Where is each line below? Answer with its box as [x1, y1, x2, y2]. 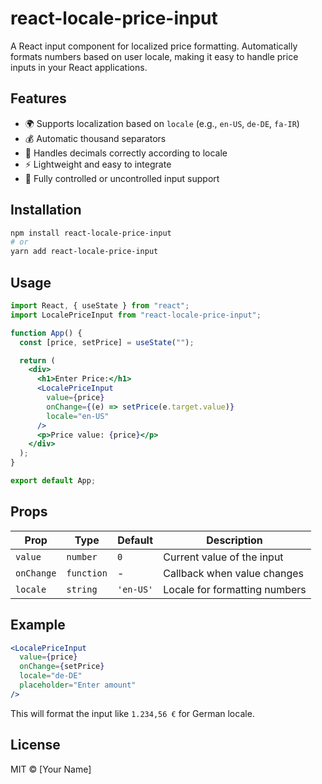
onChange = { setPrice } [19, 662, 105, 672]
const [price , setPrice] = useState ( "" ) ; [19, 337, 195, 347]
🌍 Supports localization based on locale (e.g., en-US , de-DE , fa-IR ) [24, 117, 300, 129]
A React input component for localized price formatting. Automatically [10, 40, 298, 52]
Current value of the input [163, 550, 284, 564]
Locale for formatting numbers [163, 582, 307, 596]
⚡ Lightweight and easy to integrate [24, 158, 172, 170]
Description [206, 533, 263, 547]
